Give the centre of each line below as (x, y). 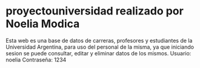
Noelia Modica (43, 24)
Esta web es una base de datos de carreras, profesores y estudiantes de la (99, 40)
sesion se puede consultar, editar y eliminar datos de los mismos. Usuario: (98, 53)
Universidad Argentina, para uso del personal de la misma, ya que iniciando (100, 47)
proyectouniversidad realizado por (95, 11)
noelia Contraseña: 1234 (36, 60)
